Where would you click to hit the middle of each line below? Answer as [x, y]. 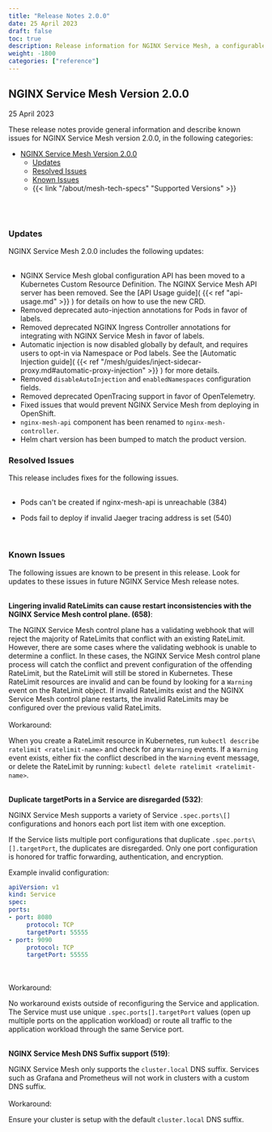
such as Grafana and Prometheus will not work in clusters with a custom [129, 1078]
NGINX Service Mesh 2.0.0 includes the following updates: [106, 251]
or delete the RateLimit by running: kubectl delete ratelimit [110, 766]
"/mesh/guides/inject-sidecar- [151, 361]
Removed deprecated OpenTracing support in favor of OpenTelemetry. [138, 396]
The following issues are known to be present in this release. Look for [124, 572]
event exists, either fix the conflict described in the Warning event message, [134, 758]
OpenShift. [38, 413]
